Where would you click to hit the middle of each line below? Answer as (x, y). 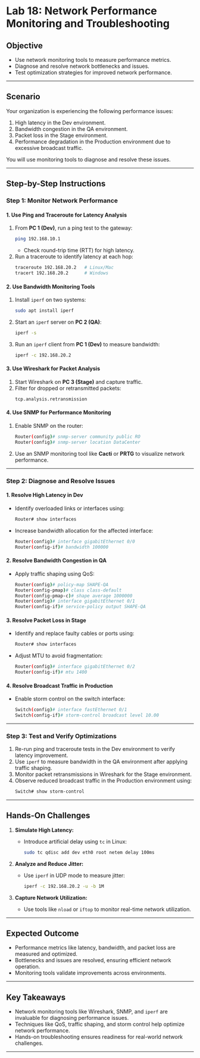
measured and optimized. (46, 954)
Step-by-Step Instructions (56, 184)
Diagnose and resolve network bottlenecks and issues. (82, 66)
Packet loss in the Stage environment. (61, 135)
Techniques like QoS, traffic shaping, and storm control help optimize (99, 1024)
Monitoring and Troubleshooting (88, 24)
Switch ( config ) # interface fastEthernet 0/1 (71, 710)
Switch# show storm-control (49, 792)
